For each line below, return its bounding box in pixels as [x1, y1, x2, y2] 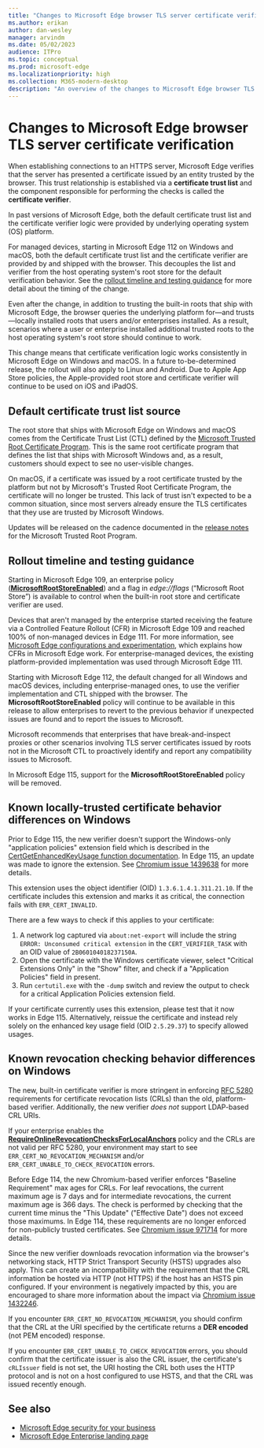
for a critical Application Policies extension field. [19, 989, 175, 998]
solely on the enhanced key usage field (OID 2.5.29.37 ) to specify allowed [8, 1021, 249, 1030]
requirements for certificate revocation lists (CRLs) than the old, [8, 1093, 214, 1103]
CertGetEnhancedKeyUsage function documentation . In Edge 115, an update [8, 851, 255, 860]
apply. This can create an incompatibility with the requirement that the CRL [8, 1265, 250, 1275]
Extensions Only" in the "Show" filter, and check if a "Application [19, 963, 229, 973]
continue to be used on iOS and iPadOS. [8, 381, 138, 391]
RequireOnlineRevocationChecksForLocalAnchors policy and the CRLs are [8, 1134, 255, 1143]
